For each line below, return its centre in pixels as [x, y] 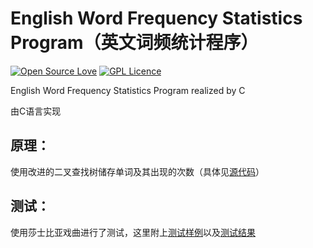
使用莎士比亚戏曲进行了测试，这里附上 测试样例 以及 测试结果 [133, 232]
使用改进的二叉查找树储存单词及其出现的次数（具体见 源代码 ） [137, 171]
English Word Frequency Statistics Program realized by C [128, 90]
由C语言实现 [36, 111]
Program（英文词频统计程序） [134, 43]
